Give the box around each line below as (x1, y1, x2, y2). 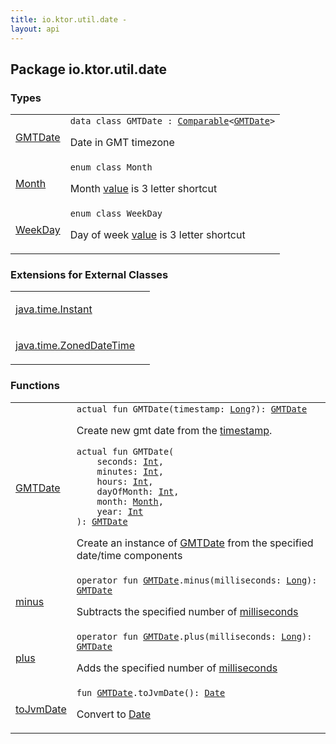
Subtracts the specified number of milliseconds (76, 604, 299, 618)
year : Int (96, 506, 144, 517)
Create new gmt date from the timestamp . (76, 423, 273, 437)
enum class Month (69, 162, 153, 173)
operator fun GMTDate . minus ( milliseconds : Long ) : (76, 574, 318, 586)
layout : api (10, 24, 60, 34)
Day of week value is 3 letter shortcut (69, 228, 246, 242)
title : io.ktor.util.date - (10, 14, 128, 25)
